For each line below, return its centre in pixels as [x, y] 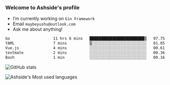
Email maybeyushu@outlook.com [44, 24]
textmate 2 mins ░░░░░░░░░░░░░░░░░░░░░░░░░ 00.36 [85, 53]
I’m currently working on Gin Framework [54, 19]
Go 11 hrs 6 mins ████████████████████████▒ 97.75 [85, 39]
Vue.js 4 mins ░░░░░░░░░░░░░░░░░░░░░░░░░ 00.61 [85, 48]
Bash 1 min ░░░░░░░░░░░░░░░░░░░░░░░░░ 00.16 [85, 57]
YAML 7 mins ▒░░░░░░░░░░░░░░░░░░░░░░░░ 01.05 [85, 44]
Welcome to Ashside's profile [42, 8]
